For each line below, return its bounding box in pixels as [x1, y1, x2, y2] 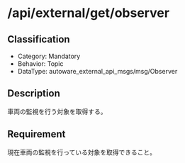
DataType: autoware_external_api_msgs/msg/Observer [17, 67, 178, 75]
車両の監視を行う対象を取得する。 [7, 107, 107, 116]
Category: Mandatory [17, 52, 81, 60]
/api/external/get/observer [7, 5, 170, 21]
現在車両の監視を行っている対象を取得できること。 [7, 147, 157, 157]
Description [7, 87, 60, 100]
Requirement [7, 128, 66, 140]
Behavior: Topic [17, 60, 64, 68]
